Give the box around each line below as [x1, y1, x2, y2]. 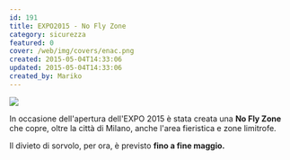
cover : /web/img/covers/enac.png [9, 47, 135, 56]
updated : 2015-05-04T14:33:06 [9, 64, 123, 73]
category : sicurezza [9, 30, 87, 39]
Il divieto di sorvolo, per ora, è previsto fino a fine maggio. [9, 140, 225, 151]
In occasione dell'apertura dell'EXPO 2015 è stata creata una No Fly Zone [9, 113, 282, 124]
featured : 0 [9, 38, 54, 48]
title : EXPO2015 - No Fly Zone [9, 22, 127, 31]
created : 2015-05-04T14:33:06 [9, 55, 123, 64]
